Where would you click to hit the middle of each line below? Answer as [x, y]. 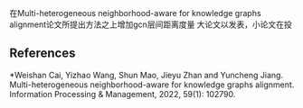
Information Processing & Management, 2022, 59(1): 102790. [123, 94]
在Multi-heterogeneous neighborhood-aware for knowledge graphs [135, 13]
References [43, 54]
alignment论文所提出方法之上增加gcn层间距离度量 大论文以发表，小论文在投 [151, 24]
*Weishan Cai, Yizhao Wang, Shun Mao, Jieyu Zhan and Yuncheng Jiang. [146, 75]
